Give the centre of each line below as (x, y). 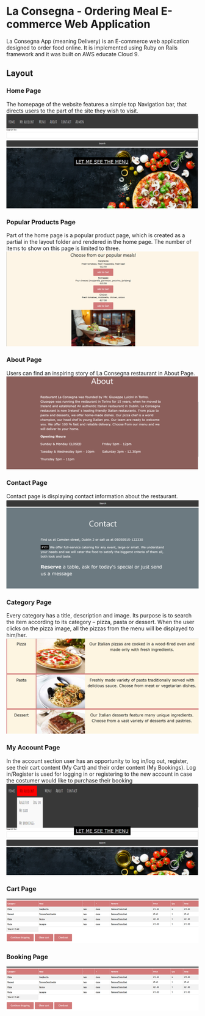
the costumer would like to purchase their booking (70, 780)
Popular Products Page (41, 222)
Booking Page (27, 957)
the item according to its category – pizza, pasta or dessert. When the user (100, 622)
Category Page (29, 602)
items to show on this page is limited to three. (63, 248)
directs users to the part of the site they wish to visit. (72, 111)
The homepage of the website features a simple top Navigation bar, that (97, 104)
